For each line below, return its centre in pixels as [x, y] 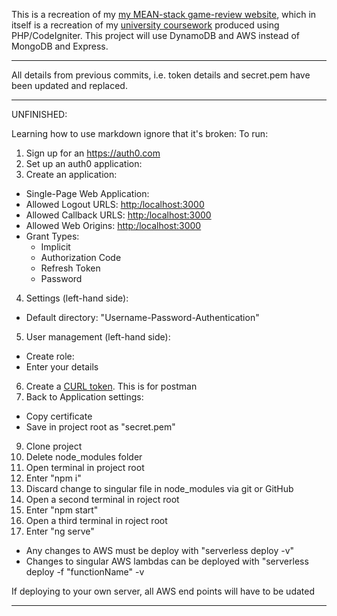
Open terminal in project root [85, 467]
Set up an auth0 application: [84, 163]
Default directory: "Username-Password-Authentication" [142, 317]
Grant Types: [52, 236]
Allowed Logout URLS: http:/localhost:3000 [115, 204]
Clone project [54, 446]
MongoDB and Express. [60, 46]
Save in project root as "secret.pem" [100, 427]
